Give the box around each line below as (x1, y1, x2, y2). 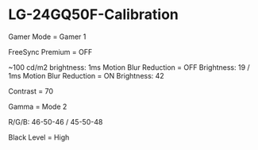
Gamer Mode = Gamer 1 (8, 32, 87, 41)
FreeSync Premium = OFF (8, 47, 93, 56)
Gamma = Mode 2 (8, 102, 67, 111)
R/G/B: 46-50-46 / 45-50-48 (8, 117, 103, 126)
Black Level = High (8, 133, 70, 142)
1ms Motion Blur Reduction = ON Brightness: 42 (8, 71, 164, 80)
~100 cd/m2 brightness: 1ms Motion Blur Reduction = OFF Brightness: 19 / (8, 62, 250, 72)
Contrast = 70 (8, 86, 54, 96)
